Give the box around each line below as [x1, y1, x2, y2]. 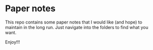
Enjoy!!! [5, 39, 21, 45]
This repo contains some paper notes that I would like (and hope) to [5, 19, 143, 25]
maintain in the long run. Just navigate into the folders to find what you [5, 24, 149, 30]
